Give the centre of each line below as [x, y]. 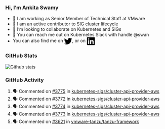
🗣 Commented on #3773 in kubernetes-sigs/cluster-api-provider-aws [86, 114]
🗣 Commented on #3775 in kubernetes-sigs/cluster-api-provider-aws [86, 91]
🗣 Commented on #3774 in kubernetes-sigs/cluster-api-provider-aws [86, 106]
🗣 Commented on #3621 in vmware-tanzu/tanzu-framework [76, 121]
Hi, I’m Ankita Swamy [32, 8]
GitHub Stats [21, 56]
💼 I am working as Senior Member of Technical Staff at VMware [79, 19]
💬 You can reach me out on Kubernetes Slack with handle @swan [81, 35]
